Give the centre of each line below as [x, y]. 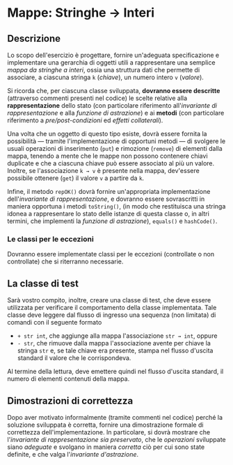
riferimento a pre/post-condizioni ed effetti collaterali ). [85, 120]
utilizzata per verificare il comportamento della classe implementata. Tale [112, 308]
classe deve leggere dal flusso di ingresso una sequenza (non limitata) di [112, 315]
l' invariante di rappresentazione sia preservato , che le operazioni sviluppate [116, 439]
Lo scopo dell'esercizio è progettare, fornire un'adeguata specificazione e [113, 55]
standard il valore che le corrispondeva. [74, 358]
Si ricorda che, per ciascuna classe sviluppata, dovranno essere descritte [114, 91]
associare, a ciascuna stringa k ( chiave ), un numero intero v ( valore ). [105, 77]
